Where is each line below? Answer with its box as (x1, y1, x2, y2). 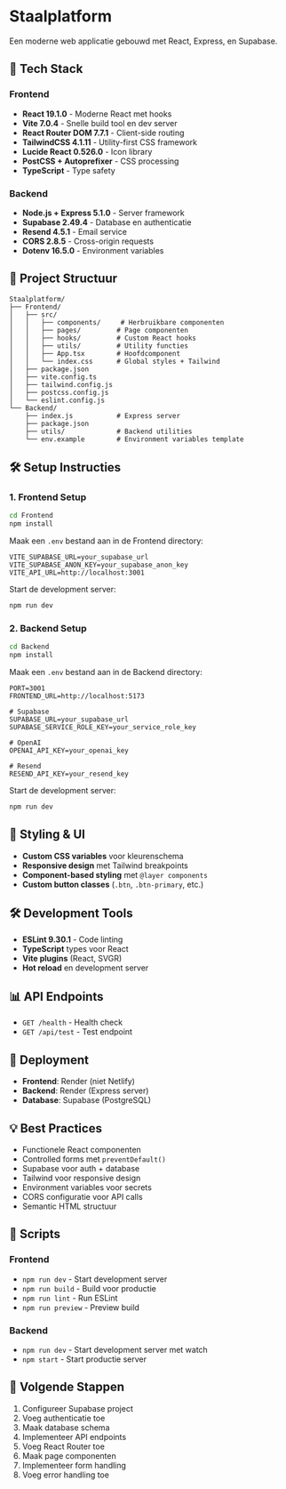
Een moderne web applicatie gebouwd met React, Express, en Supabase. (9, 36, 278, 46)
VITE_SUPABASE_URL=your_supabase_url (9, 553, 149, 562)
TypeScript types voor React (21, 943, 129, 954)
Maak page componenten (21, 1450, 117, 1461)
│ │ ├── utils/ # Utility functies (9, 341, 189, 350)
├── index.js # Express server (25, 411, 180, 420)
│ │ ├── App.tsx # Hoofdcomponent (9, 349, 180, 358)
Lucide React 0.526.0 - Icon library (21, 146, 153, 157)
